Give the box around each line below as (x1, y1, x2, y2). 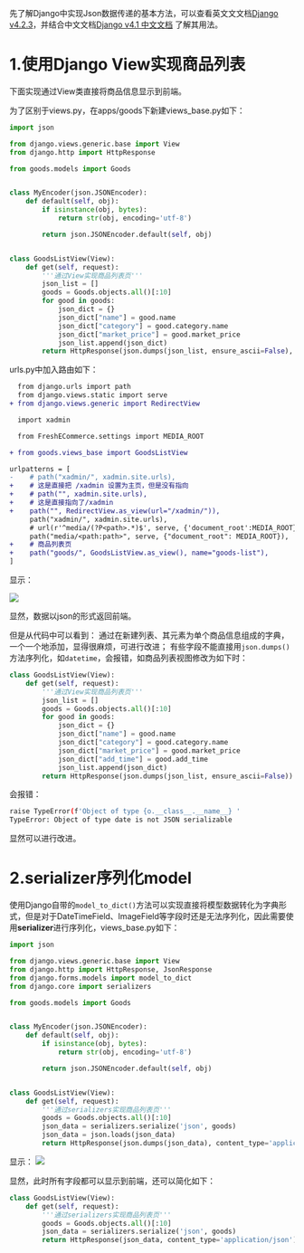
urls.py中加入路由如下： (9, 365, 99, 375)
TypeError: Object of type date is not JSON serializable (9, 815, 233, 825)
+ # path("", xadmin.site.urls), (9, 489, 147, 499)
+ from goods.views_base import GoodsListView (9, 448, 188, 457)
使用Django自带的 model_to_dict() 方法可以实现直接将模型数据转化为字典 (9, 899, 279, 911)
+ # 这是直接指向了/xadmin (9, 498, 114, 508)
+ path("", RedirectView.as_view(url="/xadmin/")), (9, 506, 221, 516)
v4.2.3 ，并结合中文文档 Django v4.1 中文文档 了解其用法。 (9, 19, 223, 30)
